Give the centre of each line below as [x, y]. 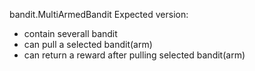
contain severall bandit [70, 33]
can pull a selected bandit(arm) [88, 44]
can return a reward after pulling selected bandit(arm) [134, 55]
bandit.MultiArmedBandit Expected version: [99, 14]
